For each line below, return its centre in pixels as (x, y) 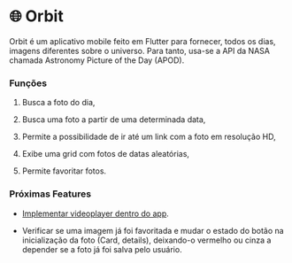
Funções (28, 83)
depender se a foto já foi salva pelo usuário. (102, 249)
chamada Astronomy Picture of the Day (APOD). (97, 60)
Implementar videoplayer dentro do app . (96, 213)
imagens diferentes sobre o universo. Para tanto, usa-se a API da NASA (139, 50)
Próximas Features (50, 194)
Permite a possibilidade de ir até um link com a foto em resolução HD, (149, 137)
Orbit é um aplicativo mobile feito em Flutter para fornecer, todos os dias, (142, 41)
